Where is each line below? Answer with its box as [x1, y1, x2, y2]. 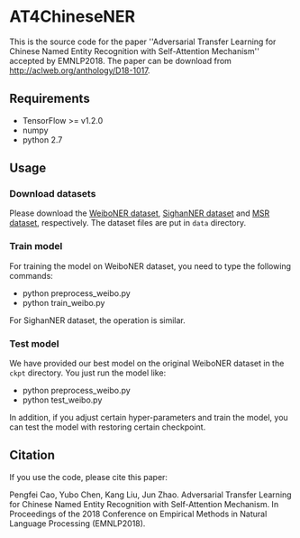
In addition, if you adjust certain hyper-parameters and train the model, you [9, 413, 288, 423]
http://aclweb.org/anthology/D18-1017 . [9, 65, 150, 76]
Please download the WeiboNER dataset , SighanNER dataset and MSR [9, 208, 270, 218]
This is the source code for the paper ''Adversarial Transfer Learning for [9, 36, 277, 47]
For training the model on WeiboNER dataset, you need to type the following [9, 260, 291, 272]
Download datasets [9, 188, 96, 200]
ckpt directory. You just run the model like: [9, 367, 167, 378]
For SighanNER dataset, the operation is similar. [9, 314, 186, 326]
